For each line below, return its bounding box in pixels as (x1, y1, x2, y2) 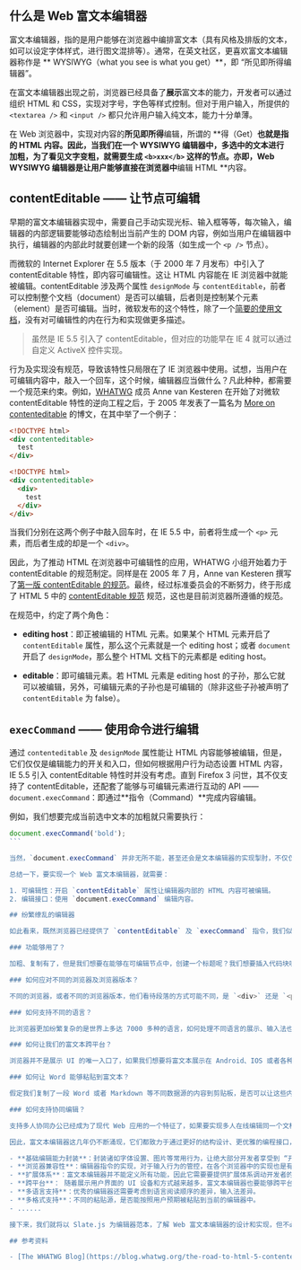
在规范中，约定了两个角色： (9, 610, 112, 621)
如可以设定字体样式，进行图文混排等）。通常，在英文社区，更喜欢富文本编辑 (9, 45, 288, 56)
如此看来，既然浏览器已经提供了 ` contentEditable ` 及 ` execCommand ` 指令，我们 (9, 927, 287, 936)
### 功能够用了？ (9, 943, 65, 952)
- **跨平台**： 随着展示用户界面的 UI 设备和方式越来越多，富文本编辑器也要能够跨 (9, 1179, 280, 1188)
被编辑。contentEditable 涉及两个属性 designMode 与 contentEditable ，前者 (9, 280, 287, 291)
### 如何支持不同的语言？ (9, 1008, 92, 1017)
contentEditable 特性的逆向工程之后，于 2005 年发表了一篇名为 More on (9, 397, 276, 408)
